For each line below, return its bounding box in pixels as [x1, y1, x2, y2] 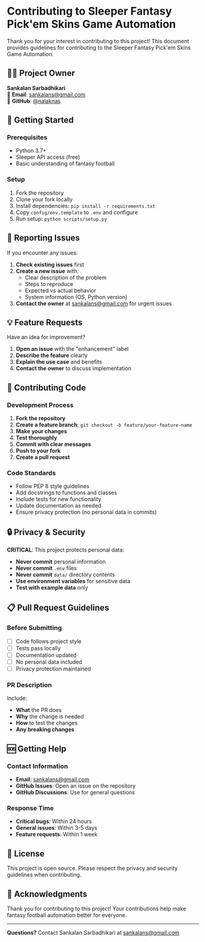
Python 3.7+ [15, 147, 47, 154]
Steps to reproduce [24, 280, 74, 287]
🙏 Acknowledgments [7, 889, 88, 899]
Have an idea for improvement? [7, 334, 86, 341]
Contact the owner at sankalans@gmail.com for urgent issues [15, 300, 172, 307]
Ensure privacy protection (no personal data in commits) [15, 508, 157, 516]
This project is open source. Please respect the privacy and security [7, 865, 178, 872]
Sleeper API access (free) [15, 154, 81, 161]
